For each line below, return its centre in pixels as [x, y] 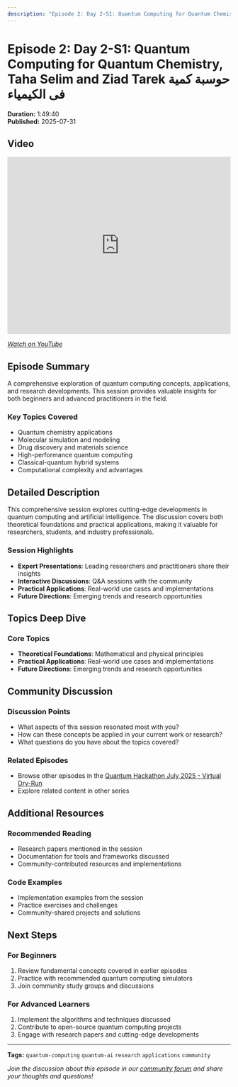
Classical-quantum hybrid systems [68, 462]
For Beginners [32, 955]
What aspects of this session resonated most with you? [98, 727]
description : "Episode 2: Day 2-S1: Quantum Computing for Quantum [109, 14]
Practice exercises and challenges [68, 905]
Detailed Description [54, 492]
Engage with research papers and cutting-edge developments [108, 1035]
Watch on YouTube [35, 344]
